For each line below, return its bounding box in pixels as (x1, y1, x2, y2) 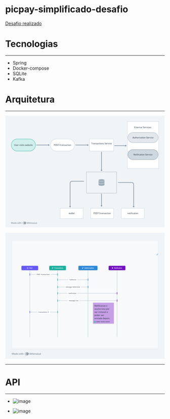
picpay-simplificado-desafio (5, 4, 129, 15)
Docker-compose (12, 65, 50, 71)
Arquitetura (5, 94, 55, 105)
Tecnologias (5, 38, 58, 50)
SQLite (12, 70, 27, 77)
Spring (12, 59, 27, 66)
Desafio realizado (5, 20, 42, 26)
